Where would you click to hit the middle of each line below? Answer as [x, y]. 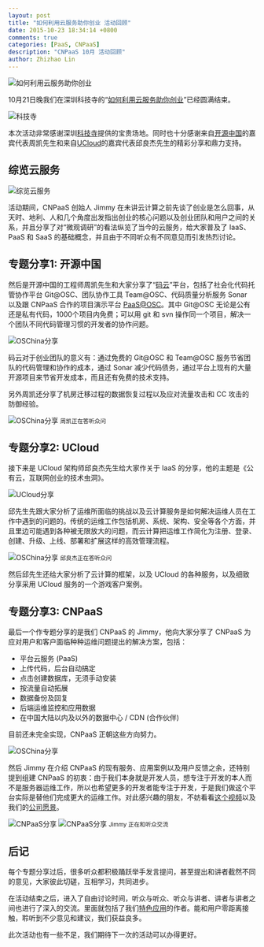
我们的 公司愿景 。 [36, 808]
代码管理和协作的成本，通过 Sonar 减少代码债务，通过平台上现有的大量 [136, 367]
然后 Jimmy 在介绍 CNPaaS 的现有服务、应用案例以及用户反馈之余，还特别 [129, 768]
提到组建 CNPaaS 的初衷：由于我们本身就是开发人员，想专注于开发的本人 [127, 778]
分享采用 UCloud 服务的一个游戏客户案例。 [77, 585]
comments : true [33, 37]
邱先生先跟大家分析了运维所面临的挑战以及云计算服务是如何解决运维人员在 [128, 511]
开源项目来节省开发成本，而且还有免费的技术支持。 [91, 377]
